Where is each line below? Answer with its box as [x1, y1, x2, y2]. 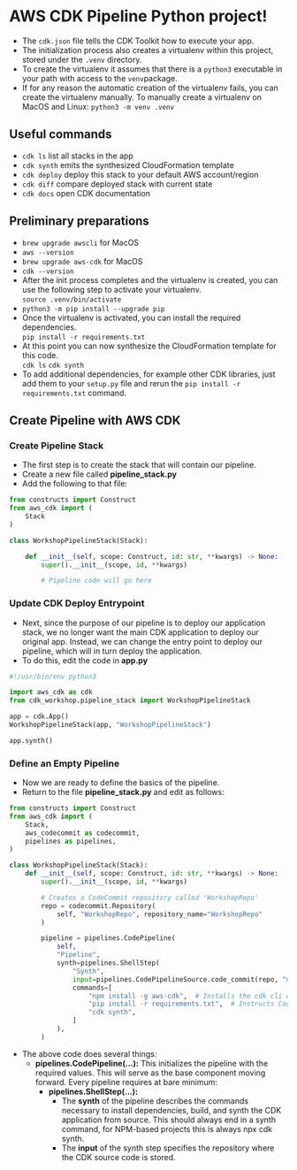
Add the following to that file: [21, 478, 128, 489]
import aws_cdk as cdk [9, 688, 93, 697]
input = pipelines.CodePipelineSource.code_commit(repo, [72, 975, 278, 983]
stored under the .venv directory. [21, 54, 142, 65]
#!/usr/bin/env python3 [9, 672, 97, 681]
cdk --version [21, 267, 74, 276]
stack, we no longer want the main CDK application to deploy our [21, 626, 259, 638]
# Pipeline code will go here [41, 577, 152, 585]
